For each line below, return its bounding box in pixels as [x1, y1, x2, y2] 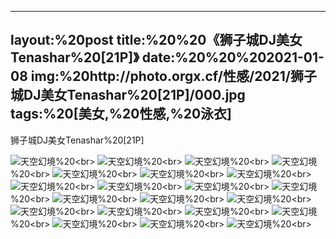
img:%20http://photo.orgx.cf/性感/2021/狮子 [30, 68, 317, 85]
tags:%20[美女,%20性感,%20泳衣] [10, 106, 233, 123]
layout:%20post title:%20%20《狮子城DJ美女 [10, 32, 303, 49]
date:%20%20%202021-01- [141, 49, 325, 66]
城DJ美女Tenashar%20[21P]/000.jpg [10, 87, 246, 104]
